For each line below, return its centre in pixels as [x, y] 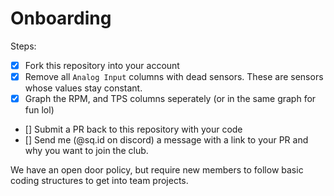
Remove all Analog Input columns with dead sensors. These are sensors [174, 76]
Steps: [23, 46]
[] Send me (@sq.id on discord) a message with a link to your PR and [166, 140]
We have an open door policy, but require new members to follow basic [157, 170]
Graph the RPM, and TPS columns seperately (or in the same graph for [170, 99]
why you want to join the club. [86, 151]
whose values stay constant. [83, 88]
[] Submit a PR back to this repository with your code [133, 129]
